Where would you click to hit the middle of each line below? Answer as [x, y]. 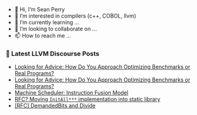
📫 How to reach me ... [43, 36]
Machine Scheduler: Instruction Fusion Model [71, 93]
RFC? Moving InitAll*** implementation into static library [87, 99]
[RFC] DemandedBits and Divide [55, 106]
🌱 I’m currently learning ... [47, 22]
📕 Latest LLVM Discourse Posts [53, 54]
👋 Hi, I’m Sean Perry [40, 9]
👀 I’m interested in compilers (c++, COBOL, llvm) [75, 16]
